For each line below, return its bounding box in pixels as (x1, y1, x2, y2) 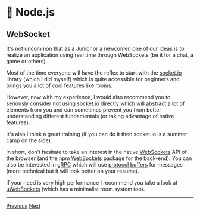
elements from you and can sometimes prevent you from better (6, 106, 162, 113)
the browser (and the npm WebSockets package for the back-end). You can (6, 155, 192, 162)
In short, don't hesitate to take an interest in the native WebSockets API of (6, 149, 187, 155)
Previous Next (6, 202, 41, 210)
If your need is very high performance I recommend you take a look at (6, 179, 178, 186)
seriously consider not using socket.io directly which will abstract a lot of (6, 100, 185, 107)
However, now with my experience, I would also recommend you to (6, 94, 171, 100)
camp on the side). (6, 137, 52, 144)
